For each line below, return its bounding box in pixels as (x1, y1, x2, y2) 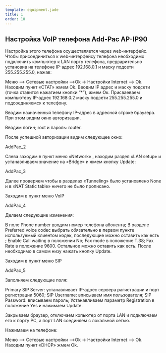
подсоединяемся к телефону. (5, 100, 68, 106)
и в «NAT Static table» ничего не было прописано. (5, 183, 111, 189)
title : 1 (5, 12, 23, 17)
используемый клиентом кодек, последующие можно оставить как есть (5, 232, 160, 239)
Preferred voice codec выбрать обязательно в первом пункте (5, 227, 135, 233)
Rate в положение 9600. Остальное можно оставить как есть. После (5, 243, 151, 249)
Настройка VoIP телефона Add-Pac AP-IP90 (5, 35, 148, 43)
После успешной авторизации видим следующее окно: (5, 134, 123, 140)
